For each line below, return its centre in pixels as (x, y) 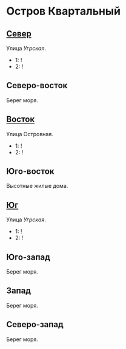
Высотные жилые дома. (37, 186)
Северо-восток (37, 85)
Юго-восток (30, 171)
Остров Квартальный (64, 11)
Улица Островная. (30, 134)
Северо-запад (35, 324)
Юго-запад (28, 257)
